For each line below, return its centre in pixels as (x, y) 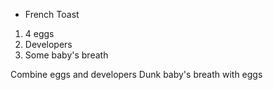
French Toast (52, 14)
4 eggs (39, 33)
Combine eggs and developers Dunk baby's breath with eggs (136, 74)
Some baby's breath (66, 55)
